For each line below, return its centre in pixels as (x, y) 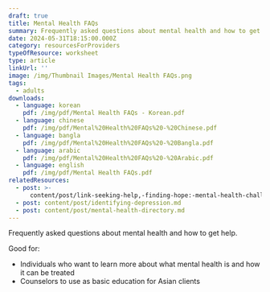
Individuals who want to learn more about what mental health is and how (140, 264)
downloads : (27, 98)
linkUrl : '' (28, 68)
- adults (30, 90)
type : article (32, 61)
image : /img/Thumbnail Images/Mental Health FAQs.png (100, 76)
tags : (17, 83)
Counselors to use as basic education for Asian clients (110, 282)
